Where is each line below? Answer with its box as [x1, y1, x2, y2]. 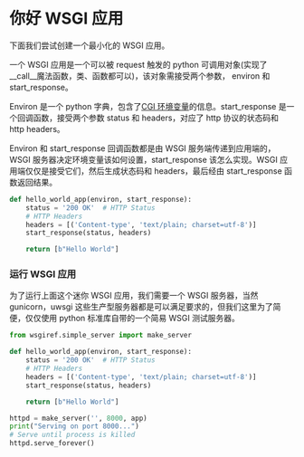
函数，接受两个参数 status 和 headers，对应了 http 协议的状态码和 [33, 112, 279, 123]
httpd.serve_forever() [9, 439, 95, 448]
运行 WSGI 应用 [9, 268, 77, 281]
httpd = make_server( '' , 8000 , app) [9, 414, 147, 423]
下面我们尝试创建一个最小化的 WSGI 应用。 [9, 40, 170, 51]
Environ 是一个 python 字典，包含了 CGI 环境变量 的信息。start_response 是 [9, 100, 287, 111]
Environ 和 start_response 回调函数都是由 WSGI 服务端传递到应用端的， [9, 142, 276, 154]
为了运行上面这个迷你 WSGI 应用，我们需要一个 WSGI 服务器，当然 [9, 290, 259, 301]
